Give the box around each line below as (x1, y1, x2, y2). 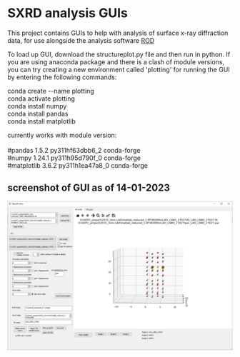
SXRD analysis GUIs (7, 5, 129, 21)
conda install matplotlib (7, 116, 76, 126)
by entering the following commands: (7, 73, 117, 81)
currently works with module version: (7, 131, 117, 139)
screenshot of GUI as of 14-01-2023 (7, 182, 170, 194)
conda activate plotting (7, 94, 75, 103)
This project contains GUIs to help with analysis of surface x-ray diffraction (7, 29, 229, 37)
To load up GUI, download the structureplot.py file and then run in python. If (7, 50, 231, 59)
